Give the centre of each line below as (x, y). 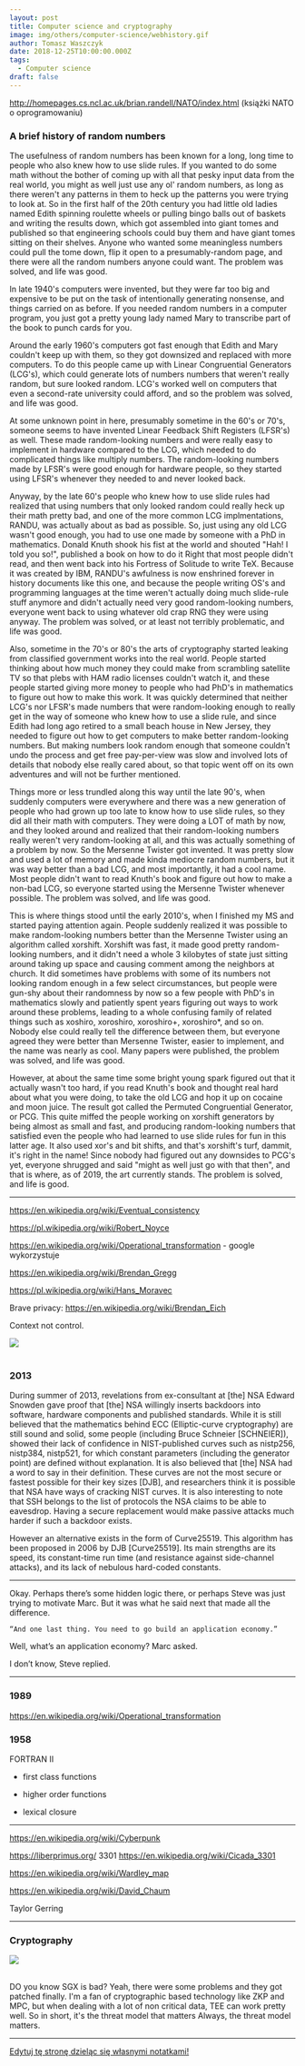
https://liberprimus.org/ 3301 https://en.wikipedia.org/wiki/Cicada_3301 (143, 1855)
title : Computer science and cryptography (91, 26)
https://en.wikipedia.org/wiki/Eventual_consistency (104, 1211)
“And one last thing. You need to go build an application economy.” (144, 1630)
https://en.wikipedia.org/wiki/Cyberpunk (85, 1838)
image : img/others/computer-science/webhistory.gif (109, 35)
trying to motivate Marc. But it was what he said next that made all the (140, 1603)
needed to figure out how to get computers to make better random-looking (149, 736)
